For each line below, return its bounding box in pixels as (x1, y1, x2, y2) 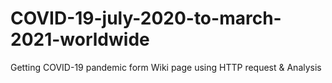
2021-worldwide (10, 28, 150, 51)
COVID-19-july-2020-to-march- (10, 7, 282, 30)
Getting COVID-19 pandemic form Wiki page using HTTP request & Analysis (10, 61, 322, 73)
